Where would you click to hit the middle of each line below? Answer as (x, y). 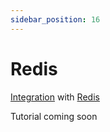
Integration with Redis (55, 97)
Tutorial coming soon (54, 116)
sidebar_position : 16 (55, 19)
